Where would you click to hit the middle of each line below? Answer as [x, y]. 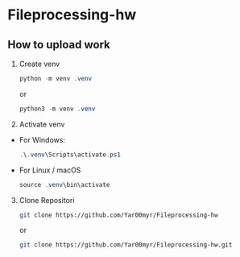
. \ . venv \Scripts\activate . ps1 [70, 155]
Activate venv [42, 124]
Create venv [39, 64]
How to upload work [59, 45]
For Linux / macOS [50, 170]
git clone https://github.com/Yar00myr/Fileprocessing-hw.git [126, 245]
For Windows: [42, 139]
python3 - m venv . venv [57, 109]
